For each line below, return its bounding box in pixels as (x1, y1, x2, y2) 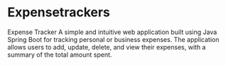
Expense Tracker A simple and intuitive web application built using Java (7, 28, 217, 36)
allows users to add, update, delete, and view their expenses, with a (7, 43, 206, 51)
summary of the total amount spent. (7, 50, 112, 59)
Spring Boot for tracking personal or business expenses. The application (7, 35, 220, 43)
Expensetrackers (7, 4, 110, 21)
